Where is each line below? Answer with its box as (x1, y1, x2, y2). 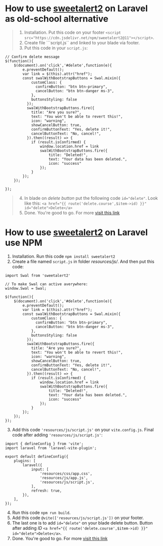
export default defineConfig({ (5, 454, 69, 459)
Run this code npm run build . (12, 509, 71, 515)
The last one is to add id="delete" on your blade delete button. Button (12, 520, 153, 526)
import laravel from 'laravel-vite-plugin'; (5, 446, 97, 450)
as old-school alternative (5, 13, 109, 24)
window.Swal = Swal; (5, 286, 47, 291)
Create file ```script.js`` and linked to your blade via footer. (24, 39, 140, 45)
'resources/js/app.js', (39, 475, 89, 480)
